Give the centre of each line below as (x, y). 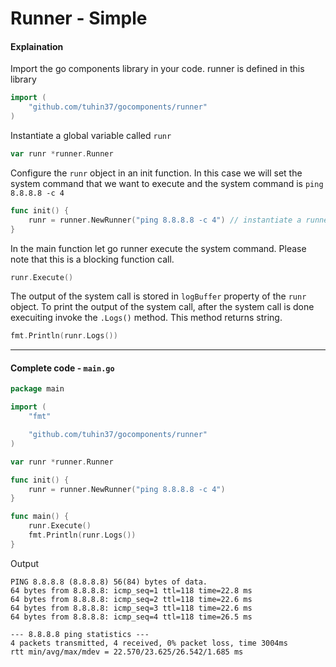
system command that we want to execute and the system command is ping (167, 183)
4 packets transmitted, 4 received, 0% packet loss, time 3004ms (149, 643)
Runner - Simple (79, 18)
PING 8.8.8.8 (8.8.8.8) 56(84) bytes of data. (109, 582)
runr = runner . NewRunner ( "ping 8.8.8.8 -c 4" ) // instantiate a (165, 220)
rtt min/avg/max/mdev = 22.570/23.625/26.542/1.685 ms (127, 652)
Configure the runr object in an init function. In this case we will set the (156, 173)
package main (37, 389)
